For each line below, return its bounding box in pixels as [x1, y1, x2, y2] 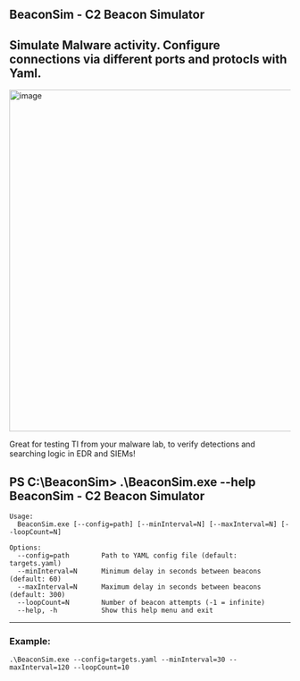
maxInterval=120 [9, 663, 70, 672]
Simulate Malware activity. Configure [9, 38, 221, 53]
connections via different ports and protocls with [9, 51, 287, 66]
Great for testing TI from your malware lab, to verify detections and [9, 438, 256, 450]
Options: [9, 543, 42, 553]
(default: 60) [9, 575, 62, 584]
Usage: [9, 512, 34, 522]
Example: [9, 634, 51, 647]
